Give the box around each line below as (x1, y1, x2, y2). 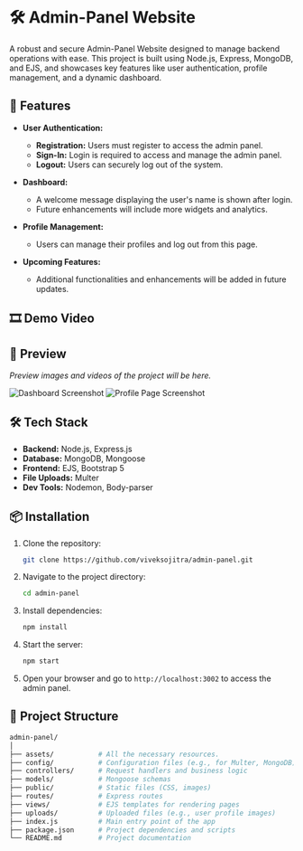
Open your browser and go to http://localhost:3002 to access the (22, 673, 272, 684)
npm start (22, 657, 60, 666)
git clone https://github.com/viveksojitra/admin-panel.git (22, 555, 253, 564)
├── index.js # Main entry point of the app (9, 817, 216, 826)
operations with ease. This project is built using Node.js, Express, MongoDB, (9, 52, 294, 63)
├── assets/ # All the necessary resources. (9, 750, 220, 759)
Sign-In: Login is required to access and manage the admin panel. (35, 149, 282, 160)
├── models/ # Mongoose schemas (9, 775, 171, 784)
